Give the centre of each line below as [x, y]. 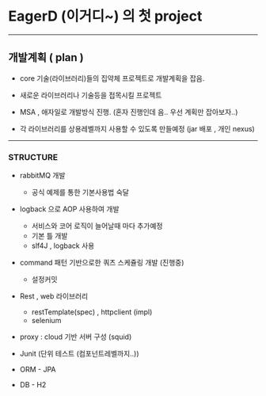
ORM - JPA [38, 370]
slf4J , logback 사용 [63, 246]
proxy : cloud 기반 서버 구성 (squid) [76, 337]
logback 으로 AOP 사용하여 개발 [70, 209]
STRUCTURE [33, 157]
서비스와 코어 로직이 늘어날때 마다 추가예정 [97, 226]
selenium [46, 321]
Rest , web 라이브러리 [54, 296]
